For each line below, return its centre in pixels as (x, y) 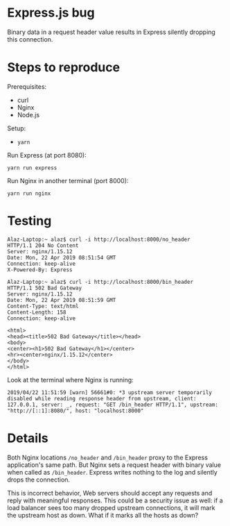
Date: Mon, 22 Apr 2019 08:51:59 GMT (62, 300)
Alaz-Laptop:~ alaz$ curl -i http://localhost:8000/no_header (99, 239)
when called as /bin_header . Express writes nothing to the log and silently (113, 472)
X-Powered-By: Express (40, 270)
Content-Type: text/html (43, 306)
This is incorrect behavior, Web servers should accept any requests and (110, 493)
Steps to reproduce (63, 68)
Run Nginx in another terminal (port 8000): (68, 180)
